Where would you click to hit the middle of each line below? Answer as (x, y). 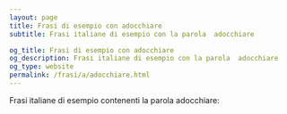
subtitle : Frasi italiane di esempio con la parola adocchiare (132, 34)
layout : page (34, 17)
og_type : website (42, 67)
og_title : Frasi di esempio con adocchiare (92, 50)
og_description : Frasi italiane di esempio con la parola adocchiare (144, 59)
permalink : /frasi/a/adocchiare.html (80, 75)
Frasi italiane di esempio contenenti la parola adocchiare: (114, 100)
